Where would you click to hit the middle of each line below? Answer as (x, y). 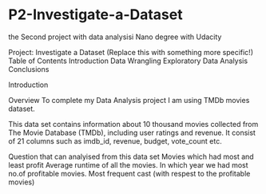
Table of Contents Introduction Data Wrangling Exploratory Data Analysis (128, 61)
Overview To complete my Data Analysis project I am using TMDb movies (129, 100)
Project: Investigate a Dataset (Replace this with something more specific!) (131, 52)
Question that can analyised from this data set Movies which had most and (131, 156)
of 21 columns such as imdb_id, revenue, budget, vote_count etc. (115, 141)
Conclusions (29, 69)
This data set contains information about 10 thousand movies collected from (133, 124)
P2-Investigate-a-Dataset (95, 15)
